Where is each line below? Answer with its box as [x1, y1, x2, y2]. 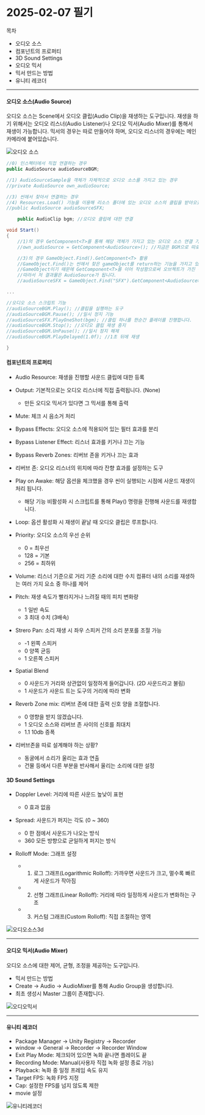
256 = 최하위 [24, 559, 56, 567]
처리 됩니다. [15, 485, 44, 492]
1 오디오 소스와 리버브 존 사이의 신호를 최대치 [24, 721, 131, 728]
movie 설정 [15, 1089, 43, 1097]
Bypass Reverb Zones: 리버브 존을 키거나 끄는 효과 [15, 451, 138, 459]
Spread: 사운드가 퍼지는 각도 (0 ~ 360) [15, 817, 110, 824]
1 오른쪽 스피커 [24, 655, 60, 662]
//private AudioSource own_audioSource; [6, 182, 111, 189]
